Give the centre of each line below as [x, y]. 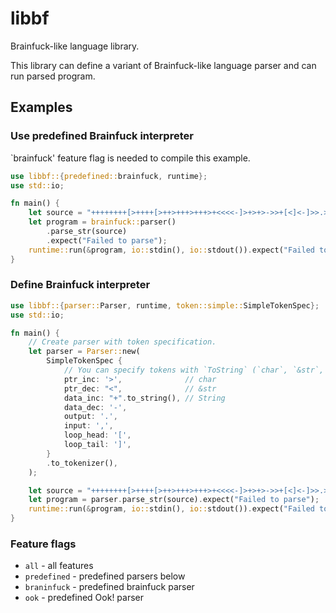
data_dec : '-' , [95, 407]
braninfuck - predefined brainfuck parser [109, 587]
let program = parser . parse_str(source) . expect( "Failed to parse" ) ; [174, 500]
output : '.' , [90, 417]
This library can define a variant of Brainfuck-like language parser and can [163, 65]
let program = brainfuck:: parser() [102, 222]
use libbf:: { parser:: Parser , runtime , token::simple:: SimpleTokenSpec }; [165, 305]
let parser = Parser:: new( [84, 352]
